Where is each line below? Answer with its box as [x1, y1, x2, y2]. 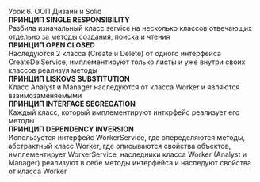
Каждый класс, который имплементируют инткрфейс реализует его [8, 108, 240, 117]
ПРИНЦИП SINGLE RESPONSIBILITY [8, 15, 131, 25]
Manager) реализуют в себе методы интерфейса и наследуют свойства [8, 158, 252, 167]
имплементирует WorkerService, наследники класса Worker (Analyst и [8, 150, 247, 159]
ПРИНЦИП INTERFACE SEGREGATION [8, 99, 136, 108]
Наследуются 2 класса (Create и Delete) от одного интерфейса [8, 49, 222, 58]
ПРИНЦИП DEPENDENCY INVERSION [8, 124, 135, 134]
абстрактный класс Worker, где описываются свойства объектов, [8, 142, 231, 150]
